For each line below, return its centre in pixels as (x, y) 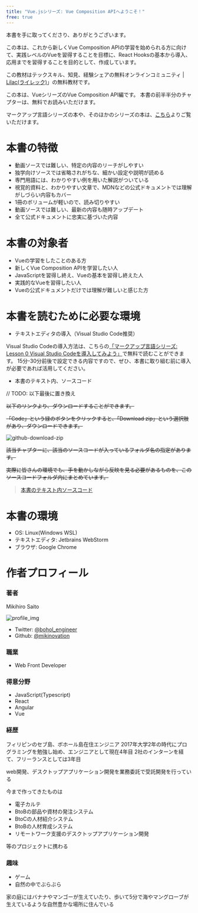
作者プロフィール (47, 573)
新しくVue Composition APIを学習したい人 (66, 268)
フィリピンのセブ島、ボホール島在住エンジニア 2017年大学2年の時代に (92, 744)
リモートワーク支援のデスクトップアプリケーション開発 (82, 833)
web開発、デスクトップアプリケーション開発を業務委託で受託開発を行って (96, 771)
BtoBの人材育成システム (44, 826)
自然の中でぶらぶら (38, 884)
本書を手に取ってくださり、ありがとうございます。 (67, 35)
